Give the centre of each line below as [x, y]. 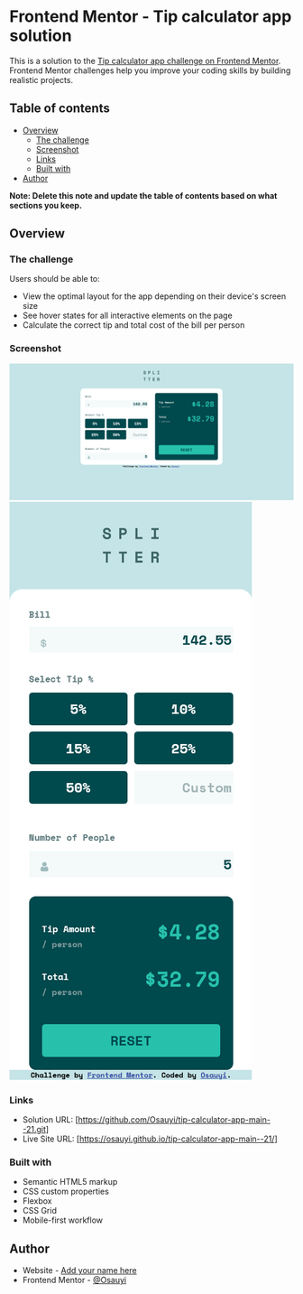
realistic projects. [41, 79]
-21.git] [36, 1130]
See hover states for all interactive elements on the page [127, 316]
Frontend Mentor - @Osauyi [74, 1280]
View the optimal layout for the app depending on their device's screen [154, 296]
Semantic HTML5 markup [70, 1182]
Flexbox [37, 1201]
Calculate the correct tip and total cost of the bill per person [133, 325]
